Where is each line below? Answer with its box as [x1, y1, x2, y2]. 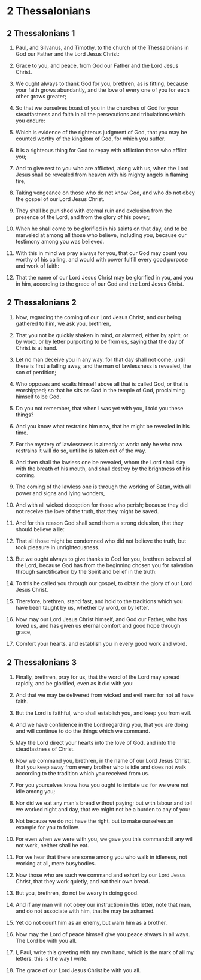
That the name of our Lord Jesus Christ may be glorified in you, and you [15, 274, 194, 281]
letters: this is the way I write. [15, 955, 88, 962]
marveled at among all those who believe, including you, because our [15, 232, 187, 238]
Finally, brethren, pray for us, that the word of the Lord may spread [15, 673, 180, 681]
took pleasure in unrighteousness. [15, 543, 100, 550]
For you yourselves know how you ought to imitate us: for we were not [15, 781, 189, 789]
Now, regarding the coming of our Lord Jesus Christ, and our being [15, 313, 181, 320]
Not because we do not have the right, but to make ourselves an [15, 817, 174, 825]
